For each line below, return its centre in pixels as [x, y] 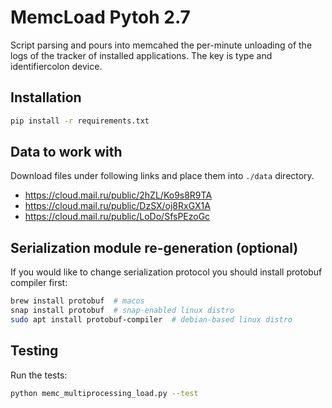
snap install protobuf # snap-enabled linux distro [122, 311]
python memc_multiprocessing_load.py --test [104, 393]
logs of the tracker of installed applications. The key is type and [141, 55]
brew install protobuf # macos [77, 301]
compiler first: [39, 283]
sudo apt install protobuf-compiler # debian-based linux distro [151, 320]
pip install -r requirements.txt [80, 121]
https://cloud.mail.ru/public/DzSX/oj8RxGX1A [117, 206]
